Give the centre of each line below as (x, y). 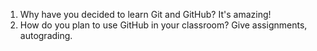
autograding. (46, 35)
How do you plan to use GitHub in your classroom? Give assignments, (163, 25)
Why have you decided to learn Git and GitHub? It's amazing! (145, 14)
